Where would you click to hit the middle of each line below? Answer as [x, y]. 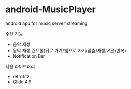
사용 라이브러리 [20, 66]
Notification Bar [29, 56]
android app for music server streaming [46, 23]
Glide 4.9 [22, 82]
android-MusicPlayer [50, 9]
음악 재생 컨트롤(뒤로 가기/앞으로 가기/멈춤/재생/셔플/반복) [70, 50]
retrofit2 [21, 76]
